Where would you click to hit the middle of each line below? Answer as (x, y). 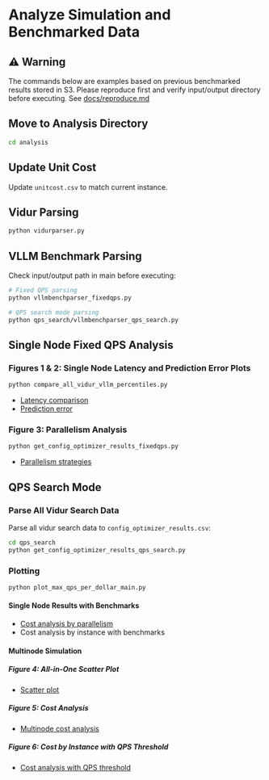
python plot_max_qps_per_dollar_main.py (78, 587)
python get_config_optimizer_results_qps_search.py (97, 550)
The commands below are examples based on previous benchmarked (124, 81)
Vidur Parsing (44, 212)
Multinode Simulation (45, 651)
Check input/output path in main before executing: (92, 275)
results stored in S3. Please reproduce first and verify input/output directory (134, 90)
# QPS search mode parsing (54, 312)
